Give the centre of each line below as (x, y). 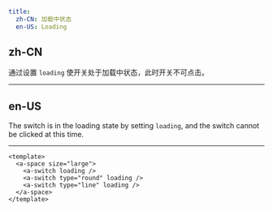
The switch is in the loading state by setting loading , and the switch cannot (134, 126)
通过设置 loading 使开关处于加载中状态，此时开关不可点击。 (108, 72)
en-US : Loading (41, 27)
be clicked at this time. (46, 135)
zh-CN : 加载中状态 (43, 19)
